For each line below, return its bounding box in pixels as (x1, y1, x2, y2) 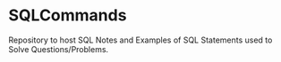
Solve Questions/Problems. (8, 43, 109, 54)
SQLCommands (8, 5, 127, 26)
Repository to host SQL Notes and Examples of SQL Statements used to (8, 35, 273, 45)
